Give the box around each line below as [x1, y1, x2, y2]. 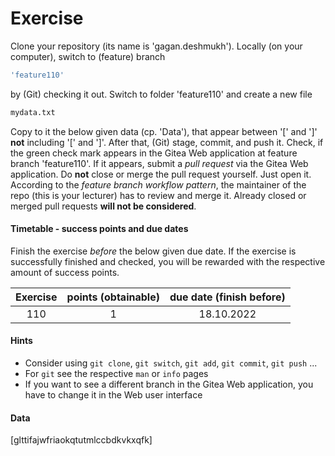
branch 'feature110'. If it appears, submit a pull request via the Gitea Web [10, 157, 309, 169]
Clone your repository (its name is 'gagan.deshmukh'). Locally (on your [10, 40, 303, 52]
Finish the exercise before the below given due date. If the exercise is [10, 245, 297, 257]
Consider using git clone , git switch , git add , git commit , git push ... [24, 357, 318, 369]
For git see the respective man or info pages [24, 368, 209, 380]
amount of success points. [10, 266, 120, 278]
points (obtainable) [66, 290, 160, 304]
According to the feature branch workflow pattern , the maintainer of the [10, 178, 307, 191]
